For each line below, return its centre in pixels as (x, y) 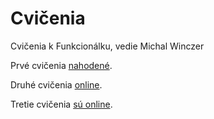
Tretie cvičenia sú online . (61, 104)
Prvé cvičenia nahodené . (61, 65)
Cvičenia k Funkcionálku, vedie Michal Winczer (107, 46)
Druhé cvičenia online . (56, 84)
